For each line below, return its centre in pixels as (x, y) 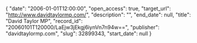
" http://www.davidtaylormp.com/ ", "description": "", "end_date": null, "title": (98, 15)
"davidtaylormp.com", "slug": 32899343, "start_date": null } (79, 34)
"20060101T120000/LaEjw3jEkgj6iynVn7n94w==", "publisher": (83, 27)
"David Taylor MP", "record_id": (44, 21)
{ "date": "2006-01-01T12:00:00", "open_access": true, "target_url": (88, 9)
